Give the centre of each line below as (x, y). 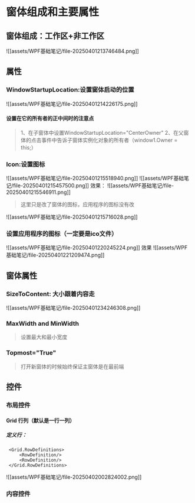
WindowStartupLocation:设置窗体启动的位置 (70, 90)
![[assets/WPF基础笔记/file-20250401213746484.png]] (73, 51)
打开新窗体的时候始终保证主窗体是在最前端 (72, 366)
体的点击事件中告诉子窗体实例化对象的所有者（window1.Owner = (99, 140)
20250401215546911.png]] (38, 192)
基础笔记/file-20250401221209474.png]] (55, 255)
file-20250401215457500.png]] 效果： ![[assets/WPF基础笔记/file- (94, 186)
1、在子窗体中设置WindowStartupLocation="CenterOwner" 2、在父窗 (105, 132)
